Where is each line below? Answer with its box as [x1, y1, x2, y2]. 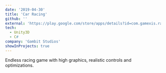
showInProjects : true [5, 44, 50, 49]
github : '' [5, 16, 28, 21]
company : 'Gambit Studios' [5, 39, 61, 44]
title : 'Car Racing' [5, 12, 48, 17]
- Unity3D [9, 30, 30, 35]
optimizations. [5, 62, 34, 68]
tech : [5, 25, 16, 30]
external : [5, 21, 26, 26]
